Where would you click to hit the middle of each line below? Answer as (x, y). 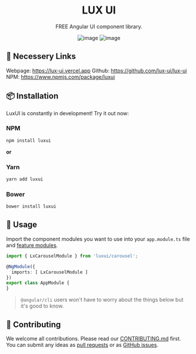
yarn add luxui (25, 179)
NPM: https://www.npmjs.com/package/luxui (61, 76)
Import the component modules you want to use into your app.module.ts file (98, 239)
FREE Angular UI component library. (99, 26)
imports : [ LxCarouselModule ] (50, 272)
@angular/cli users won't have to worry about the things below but (102, 300)
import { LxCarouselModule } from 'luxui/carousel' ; (72, 256)
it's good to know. (42, 306)
